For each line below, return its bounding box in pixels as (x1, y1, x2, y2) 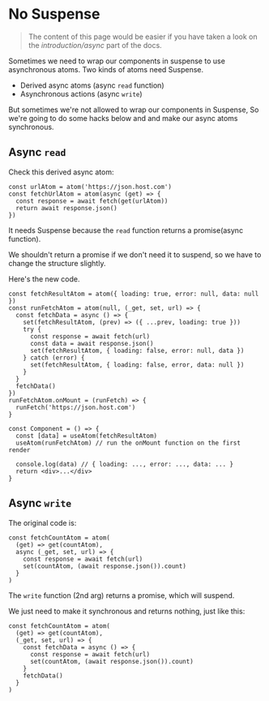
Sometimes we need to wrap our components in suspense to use (8, 56, 225, 66)
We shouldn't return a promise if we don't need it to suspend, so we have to (8, 249, 262, 260)
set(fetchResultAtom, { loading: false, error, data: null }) (29, 360, 245, 369)
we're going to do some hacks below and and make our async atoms (8, 113, 238, 123)
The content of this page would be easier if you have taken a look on (28, 32, 258, 41)
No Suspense (8, 5, 100, 24)
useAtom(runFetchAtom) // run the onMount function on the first (15, 439, 241, 447)
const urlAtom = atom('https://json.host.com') (8, 183, 173, 191)
